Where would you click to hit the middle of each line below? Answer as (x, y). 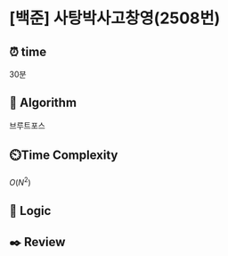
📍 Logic (30, 211)
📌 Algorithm (43, 103)
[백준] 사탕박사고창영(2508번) (115, 18)
